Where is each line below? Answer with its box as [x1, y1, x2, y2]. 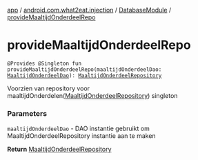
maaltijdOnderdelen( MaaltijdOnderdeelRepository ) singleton [7, 91, 178, 99]
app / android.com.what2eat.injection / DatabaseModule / [7, 6, 172, 14]
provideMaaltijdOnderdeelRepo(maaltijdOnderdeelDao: [7, 66, 162, 73]
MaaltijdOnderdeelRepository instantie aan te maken [7, 132, 157, 140]
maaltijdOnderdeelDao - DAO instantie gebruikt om [7, 124, 150, 133]
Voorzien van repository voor [7, 84, 90, 92]
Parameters [7, 108, 47, 118]
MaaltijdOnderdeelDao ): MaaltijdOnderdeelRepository [7, 72, 162, 79]
